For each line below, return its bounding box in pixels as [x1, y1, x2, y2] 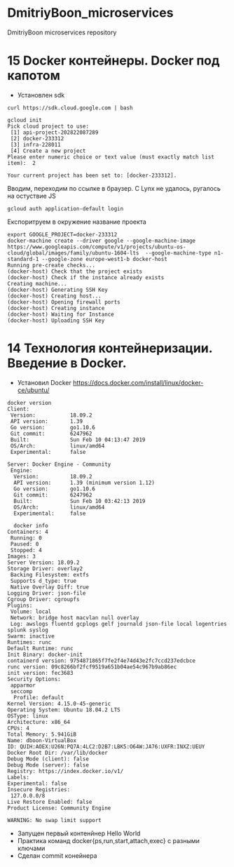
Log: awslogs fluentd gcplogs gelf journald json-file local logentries [10, 620, 228, 627]
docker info [13, 522, 49, 529]
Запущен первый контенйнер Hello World [17, 829, 141, 838]
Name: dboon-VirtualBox [7, 737, 77, 744]
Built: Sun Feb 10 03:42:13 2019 [13, 497, 146, 504]
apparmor [10, 682, 36, 689]
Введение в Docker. [7, 356, 128, 371]
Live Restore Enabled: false [7, 798, 92, 805]
